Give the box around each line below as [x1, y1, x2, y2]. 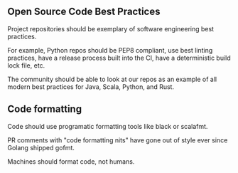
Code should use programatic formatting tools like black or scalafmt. [7, 122, 208, 130]
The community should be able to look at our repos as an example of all [7, 75, 217, 83]
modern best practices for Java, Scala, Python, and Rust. [7, 82, 175, 91]
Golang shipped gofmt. [7, 143, 75, 152]
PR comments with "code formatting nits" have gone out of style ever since [7, 135, 228, 145]
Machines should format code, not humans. [7, 157, 135, 166]
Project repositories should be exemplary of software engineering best [7, 24, 215, 33]
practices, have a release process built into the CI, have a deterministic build [7, 53, 231, 62]
